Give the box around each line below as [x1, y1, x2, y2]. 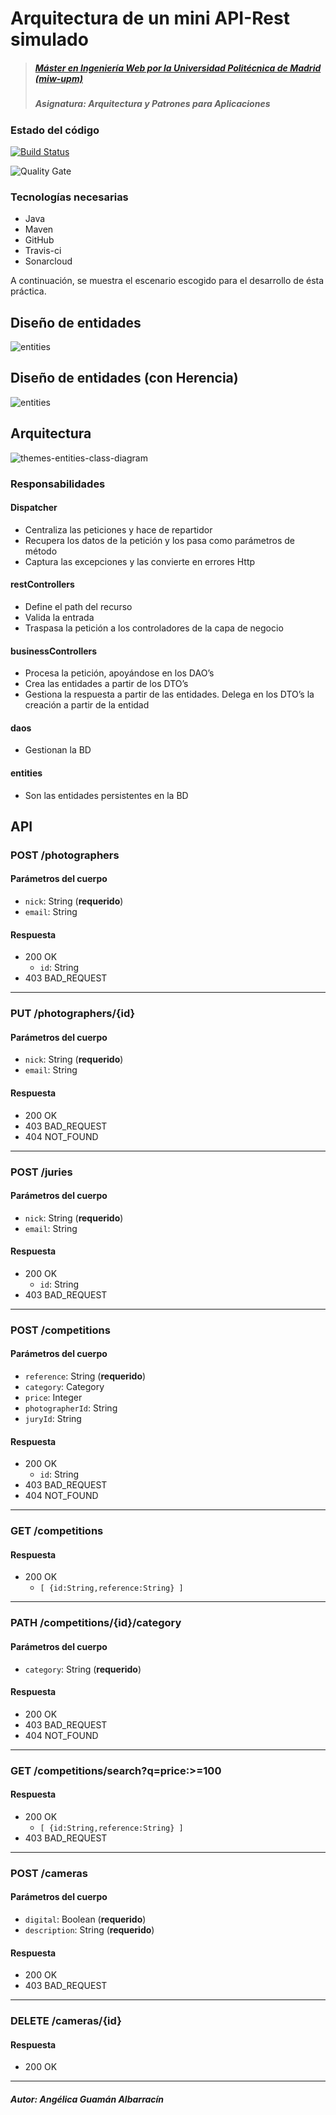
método [24, 545, 58, 557]
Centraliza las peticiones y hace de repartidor [24, 523, 213, 536]
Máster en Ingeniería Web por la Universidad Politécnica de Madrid [34, 62, 322, 74]
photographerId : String [24, 1402, 118, 1414]
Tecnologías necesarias [10, 190, 129, 204]
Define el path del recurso [24, 600, 133, 612]
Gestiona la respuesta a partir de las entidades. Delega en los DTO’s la [24, 688, 315, 701]
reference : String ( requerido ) [24, 1370, 147, 1382]
